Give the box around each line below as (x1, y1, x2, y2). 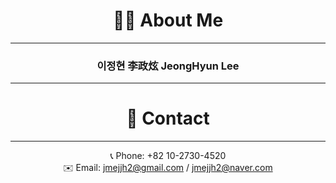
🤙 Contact (126, 107, 210, 130)
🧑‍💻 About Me (112, 9, 224, 32)
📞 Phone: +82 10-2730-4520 (109, 150, 227, 162)
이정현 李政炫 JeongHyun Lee (96, 59, 240, 73)
